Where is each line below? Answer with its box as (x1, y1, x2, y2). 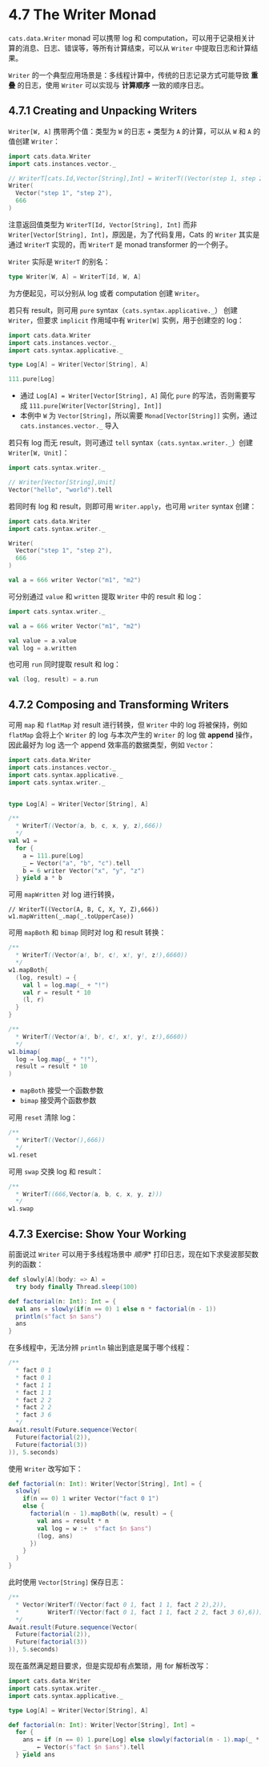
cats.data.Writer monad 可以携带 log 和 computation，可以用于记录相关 (8, 33, 248, 43)
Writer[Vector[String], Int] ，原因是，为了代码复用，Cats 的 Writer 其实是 (8, 229, 260, 239)
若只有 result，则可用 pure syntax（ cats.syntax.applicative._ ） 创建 (8, 305, 239, 314)
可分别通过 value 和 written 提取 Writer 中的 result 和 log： (8, 591, 204, 601)
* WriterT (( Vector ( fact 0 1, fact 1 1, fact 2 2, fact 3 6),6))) (15, 1608, 263, 1616)
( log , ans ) (37, 1532, 74, 1540)
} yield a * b (15, 874, 62, 882)
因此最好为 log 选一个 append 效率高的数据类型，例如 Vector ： (8, 740, 216, 750)
